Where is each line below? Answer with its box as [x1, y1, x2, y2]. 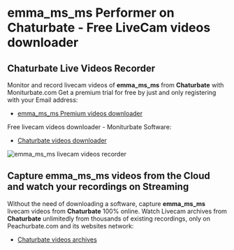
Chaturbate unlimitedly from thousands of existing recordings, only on [7, 214, 211, 223]
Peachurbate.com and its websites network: [7, 221, 134, 230]
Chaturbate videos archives [17, 235, 98, 244]
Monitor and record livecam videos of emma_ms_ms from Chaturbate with [7, 81, 224, 89]
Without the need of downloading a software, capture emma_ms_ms [7, 199, 206, 207]
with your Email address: [7, 96, 78, 104]
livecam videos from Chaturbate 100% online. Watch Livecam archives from [7, 207, 227, 215]
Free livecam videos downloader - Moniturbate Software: [7, 123, 172, 131]
